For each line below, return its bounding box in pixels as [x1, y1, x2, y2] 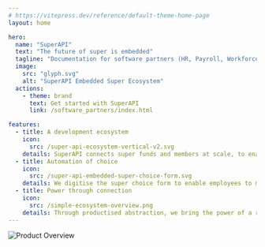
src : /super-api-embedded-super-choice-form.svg [28, 172, 192, 180]
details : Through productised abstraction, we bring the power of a [22, 208, 252, 217]
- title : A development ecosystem [15, 128, 129, 137]
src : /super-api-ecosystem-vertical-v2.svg [28, 143, 175, 151]
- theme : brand [22, 92, 73, 99]
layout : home [8, 19, 51, 27]
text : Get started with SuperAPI [28, 99, 140, 107]
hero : [8, 33, 26, 41]
